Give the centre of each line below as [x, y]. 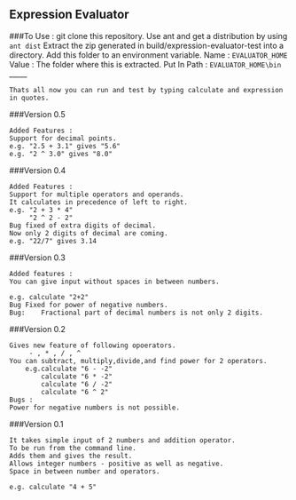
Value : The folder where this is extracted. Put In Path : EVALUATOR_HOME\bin [145, 64]
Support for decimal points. [63, 138]
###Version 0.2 [38, 329]
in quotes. [29, 98]
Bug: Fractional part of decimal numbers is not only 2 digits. [136, 313]
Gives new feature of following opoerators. [93, 345]
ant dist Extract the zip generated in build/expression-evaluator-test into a [147, 45]
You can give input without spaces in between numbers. [114, 282]
